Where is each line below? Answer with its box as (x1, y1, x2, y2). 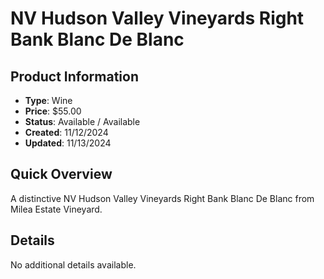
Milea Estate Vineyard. (10, 203, 103, 215)
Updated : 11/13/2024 (24, 137, 112, 149)
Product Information (10, 68, 140, 85)
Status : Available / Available (24, 116, 141, 127)
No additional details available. (10, 258, 137, 271)
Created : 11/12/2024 (24, 127, 109, 138)
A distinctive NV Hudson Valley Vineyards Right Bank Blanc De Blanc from (10, 192, 315, 204)
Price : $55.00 (24, 105, 82, 117)
